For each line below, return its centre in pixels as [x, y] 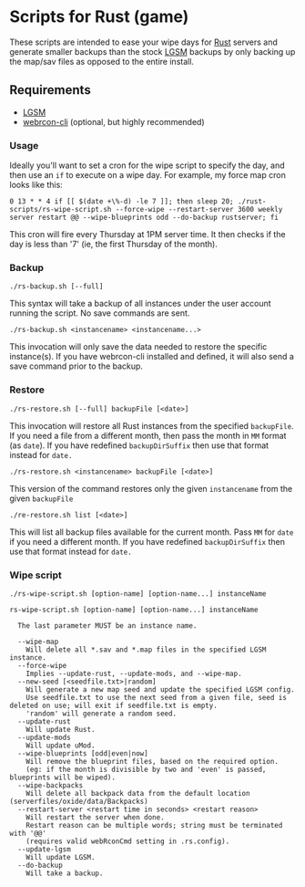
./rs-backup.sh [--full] [56, 287]
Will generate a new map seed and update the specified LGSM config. [161, 689]
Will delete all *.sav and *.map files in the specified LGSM [146, 650]
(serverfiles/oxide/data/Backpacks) [79, 801]
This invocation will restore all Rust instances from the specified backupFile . [152, 425]
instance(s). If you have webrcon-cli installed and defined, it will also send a [152, 357]
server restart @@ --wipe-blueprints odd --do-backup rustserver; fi [144, 218]
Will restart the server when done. [96, 817]
